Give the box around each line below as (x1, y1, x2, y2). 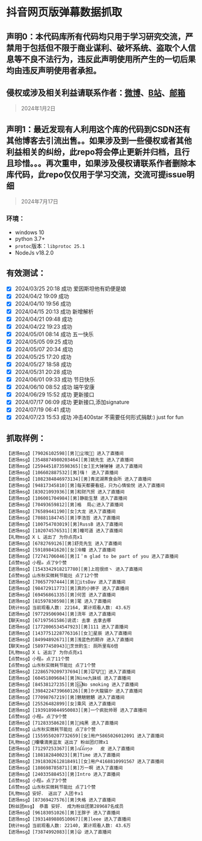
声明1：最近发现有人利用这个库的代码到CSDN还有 (6, 124, 191, 135)
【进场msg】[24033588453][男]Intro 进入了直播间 (6, 772, 120, 778)
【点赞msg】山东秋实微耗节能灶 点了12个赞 (6, 573, 99, 579)
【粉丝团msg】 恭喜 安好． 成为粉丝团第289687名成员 (6, 804, 124, 810)
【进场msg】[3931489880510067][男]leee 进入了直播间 (6, 816, 131, 822)
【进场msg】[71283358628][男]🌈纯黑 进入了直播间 (6, 720, 118, 726)
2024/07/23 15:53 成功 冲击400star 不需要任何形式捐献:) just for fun (14, 414, 184, 421)
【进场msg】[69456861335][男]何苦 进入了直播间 (6, 592, 116, 598)
